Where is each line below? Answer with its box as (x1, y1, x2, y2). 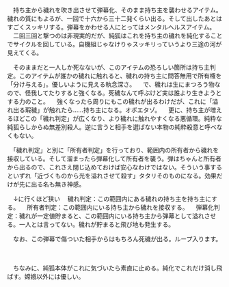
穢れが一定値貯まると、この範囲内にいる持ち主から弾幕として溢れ (18, 212, 205, 220)
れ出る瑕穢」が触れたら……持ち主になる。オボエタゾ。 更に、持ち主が (7, 106, 211, 114)
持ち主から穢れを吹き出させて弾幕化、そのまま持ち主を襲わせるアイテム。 (12, 6, 222, 14)
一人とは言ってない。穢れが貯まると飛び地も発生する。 (18, 221, 175, 228)
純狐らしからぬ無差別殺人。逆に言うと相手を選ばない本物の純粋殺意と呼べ (7, 123, 217, 131)
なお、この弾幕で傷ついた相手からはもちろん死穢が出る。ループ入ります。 (12, 235, 222, 243)
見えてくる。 (7, 49, 43, 57)
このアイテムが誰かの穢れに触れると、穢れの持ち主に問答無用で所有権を (18, 72, 222, 80)
